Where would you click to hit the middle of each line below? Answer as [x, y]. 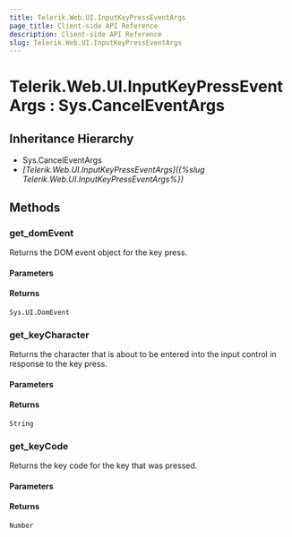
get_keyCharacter [49, 335]
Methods [35, 207]
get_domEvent [42, 233]
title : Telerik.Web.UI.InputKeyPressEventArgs [98, 17]
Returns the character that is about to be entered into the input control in [143, 354]
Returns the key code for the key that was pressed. [103, 465]
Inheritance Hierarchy [72, 138]
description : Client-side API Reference [86, 34]
